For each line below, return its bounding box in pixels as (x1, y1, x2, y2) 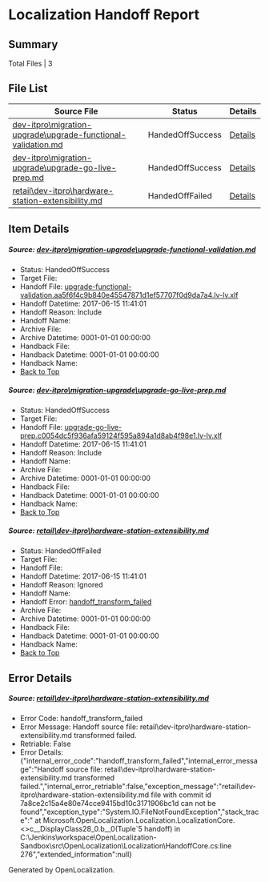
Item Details (8, 223, 70, 236)
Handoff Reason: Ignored (19, 580, 103, 590)
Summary (8, 38, 58, 51)
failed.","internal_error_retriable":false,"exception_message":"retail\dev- (19, 782, 256, 792)
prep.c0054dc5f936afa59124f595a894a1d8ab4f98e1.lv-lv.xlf (19, 431, 223, 441)
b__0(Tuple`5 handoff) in (99, 824, 181, 834)
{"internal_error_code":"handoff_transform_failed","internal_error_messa (19, 756, 258, 766)
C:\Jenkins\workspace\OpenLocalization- (19, 832, 157, 842)
